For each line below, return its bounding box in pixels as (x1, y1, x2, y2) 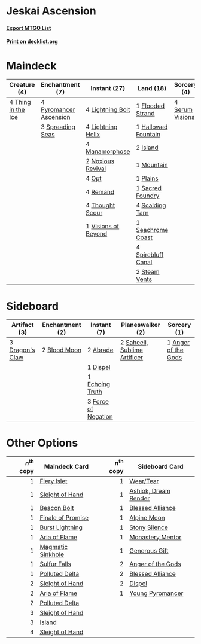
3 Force (87, 398, 109, 406)
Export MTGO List (6, 24, 51, 31)
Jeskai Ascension (6, 4, 97, 18)
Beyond (86, 230, 108, 238)
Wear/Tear (129, 477, 159, 485)
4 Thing (9, 98, 31, 106)
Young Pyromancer (129, 589, 184, 597)
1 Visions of (86, 222, 120, 231)
